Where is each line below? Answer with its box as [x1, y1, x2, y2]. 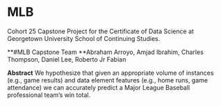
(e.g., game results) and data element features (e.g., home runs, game [7, 76, 208, 84]
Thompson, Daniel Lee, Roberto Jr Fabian [7, 55, 126, 63]
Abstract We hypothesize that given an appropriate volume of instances [7, 69, 214, 77]
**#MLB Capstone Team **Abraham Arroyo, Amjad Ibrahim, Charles [7, 48, 204, 56]
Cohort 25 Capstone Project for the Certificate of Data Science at [7, 27, 195, 35]
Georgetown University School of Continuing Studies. [7, 34, 161, 42]
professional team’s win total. [7, 91, 91, 99]
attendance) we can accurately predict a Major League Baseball [7, 83, 190, 91]
